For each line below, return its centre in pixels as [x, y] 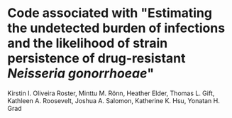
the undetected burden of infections [116, 28]
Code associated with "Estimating [110, 13]
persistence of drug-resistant [96, 59]
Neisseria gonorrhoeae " [81, 74]
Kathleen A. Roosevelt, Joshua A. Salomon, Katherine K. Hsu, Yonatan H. [114, 100]
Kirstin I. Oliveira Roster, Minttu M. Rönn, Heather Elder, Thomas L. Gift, [111, 93]
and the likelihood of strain [88, 43]
